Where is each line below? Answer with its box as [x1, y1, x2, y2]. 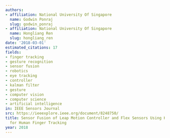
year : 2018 [5, 125, 28, 130]
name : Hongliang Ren [10, 31, 53, 36]
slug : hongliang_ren [10, 36, 53, 41]
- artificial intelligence [5, 102, 62, 107]
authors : [5, 7, 24, 13]
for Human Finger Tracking [10, 120, 67, 125]
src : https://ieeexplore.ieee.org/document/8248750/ [5, 111, 119, 116]
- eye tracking [5, 73, 37, 78]
